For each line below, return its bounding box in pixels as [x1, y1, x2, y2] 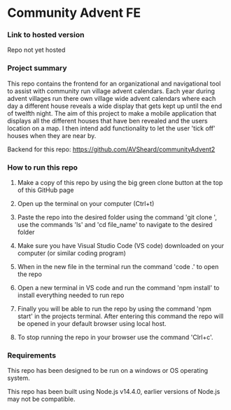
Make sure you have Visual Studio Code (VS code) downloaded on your [17, 242, 225, 250]
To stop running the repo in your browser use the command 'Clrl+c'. [17, 333, 213, 341]
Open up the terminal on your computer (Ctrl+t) [17, 200, 155, 208]
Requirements [7, 350, 57, 360]
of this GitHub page [17, 186, 74, 194]
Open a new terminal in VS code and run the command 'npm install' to [17, 284, 220, 292]
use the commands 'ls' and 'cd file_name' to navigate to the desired [17, 221, 213, 229]
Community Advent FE [7, 5, 141, 21]
